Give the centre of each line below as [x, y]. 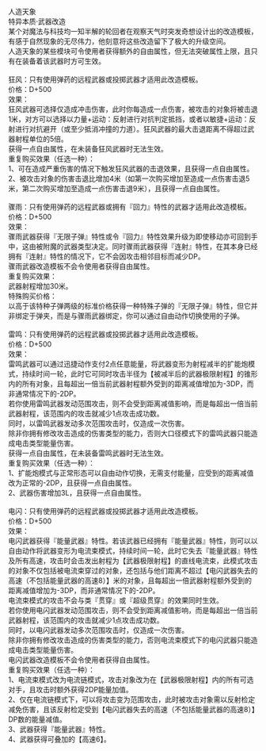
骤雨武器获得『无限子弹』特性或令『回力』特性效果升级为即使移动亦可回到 [129, 236]
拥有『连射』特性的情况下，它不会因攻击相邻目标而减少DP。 [107, 256]
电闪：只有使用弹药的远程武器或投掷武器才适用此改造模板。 [105, 511]
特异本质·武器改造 [37, 21]
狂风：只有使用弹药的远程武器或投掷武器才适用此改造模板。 [105, 79]
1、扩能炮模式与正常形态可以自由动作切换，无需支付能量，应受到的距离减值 [131, 473]
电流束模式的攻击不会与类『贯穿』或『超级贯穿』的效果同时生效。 [116, 600]
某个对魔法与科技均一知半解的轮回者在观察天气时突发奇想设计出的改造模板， [133, 31]
